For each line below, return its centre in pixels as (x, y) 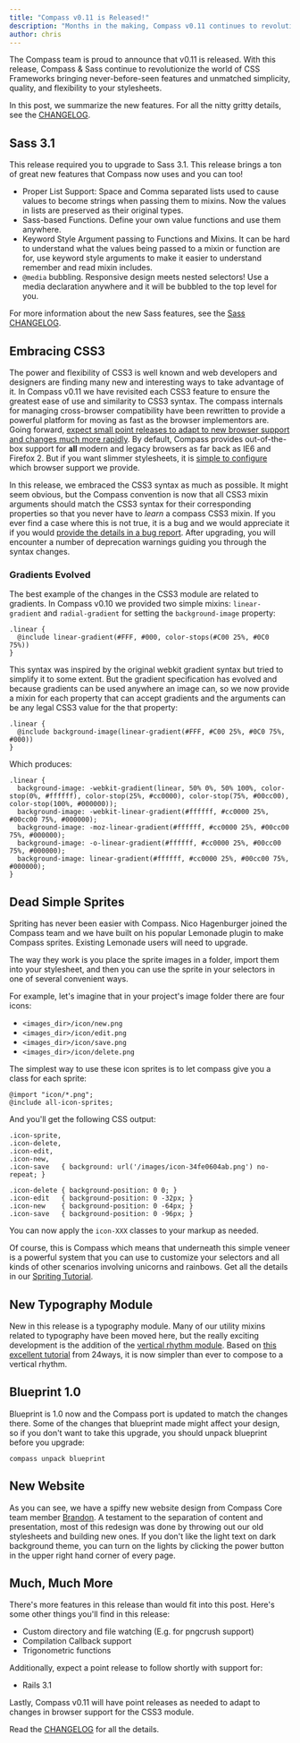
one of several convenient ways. (69, 979)
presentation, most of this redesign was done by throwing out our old (137, 1526)
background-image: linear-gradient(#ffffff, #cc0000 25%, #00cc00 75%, (154, 859)
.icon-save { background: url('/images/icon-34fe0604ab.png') (131, 1167)
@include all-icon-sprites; (62, 1103)
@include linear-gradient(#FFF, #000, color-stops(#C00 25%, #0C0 (143, 638)
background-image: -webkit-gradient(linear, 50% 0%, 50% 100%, (137, 788)
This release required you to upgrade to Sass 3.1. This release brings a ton (146, 165)
